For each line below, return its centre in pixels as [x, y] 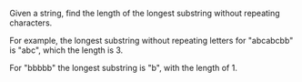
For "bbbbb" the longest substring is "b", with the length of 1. [124, 68]
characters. [31, 23]
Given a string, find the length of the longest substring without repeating [145, 13]
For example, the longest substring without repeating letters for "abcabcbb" [151, 41]
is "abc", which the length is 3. [66, 50]
